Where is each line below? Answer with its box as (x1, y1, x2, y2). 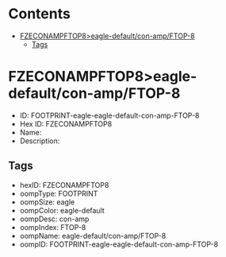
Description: (19, 136, 60, 146)
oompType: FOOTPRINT (19, 189, 98, 198)
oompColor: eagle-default (19, 205, 105, 215)
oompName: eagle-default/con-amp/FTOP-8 (19, 231, 167, 240)
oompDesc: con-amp (19, 214, 90, 224)
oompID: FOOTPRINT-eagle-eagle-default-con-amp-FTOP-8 (19, 239, 219, 249)
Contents (8, 5, 71, 23)
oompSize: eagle (19, 197, 75, 207)
